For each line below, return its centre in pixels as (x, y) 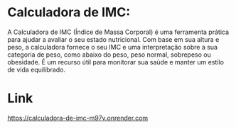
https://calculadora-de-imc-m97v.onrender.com (78, 118)
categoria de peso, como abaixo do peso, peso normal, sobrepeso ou (109, 55)
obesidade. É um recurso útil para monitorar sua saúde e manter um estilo (116, 62)
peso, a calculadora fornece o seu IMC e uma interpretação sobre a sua (113, 47)
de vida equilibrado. (37, 69)
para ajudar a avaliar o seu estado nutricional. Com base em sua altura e (113, 39)
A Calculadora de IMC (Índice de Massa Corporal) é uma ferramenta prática (118, 32)
